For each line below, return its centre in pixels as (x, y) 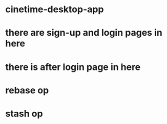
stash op (24, 114)
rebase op (27, 90)
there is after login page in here (73, 67)
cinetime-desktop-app (55, 9)
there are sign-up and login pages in (84, 33)
